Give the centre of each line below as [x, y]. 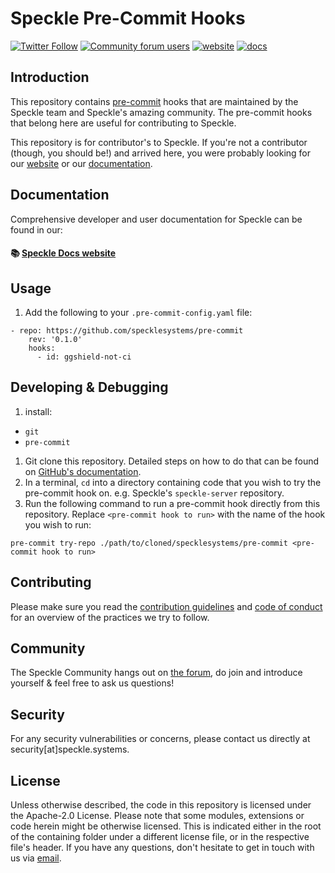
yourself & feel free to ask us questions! [92, 683]
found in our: [36, 229]
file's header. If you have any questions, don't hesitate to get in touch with [162, 848]
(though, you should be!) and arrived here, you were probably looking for [160, 153]
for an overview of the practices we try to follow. [110, 617]
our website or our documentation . [81, 163]
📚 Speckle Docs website [63, 253]
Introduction [50, 77]
